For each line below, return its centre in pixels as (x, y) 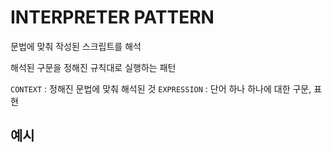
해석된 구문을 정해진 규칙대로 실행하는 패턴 (93, 67)
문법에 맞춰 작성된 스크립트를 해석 (76, 46)
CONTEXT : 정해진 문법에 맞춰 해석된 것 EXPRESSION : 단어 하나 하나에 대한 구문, (161, 88)
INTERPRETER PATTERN (112, 17)
